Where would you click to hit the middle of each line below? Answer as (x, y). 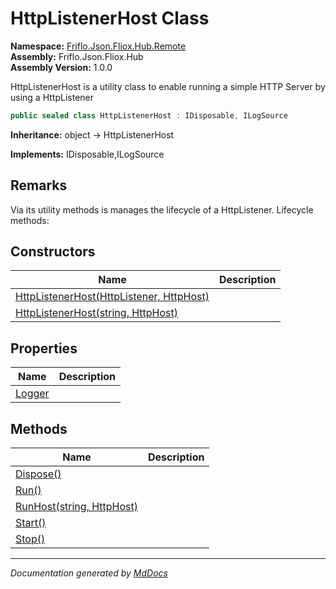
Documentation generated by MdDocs (89, 573)
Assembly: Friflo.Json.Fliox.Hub (77, 56)
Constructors (53, 252)
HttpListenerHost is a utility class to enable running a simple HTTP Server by (168, 86)
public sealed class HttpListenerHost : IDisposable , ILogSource (149, 115)
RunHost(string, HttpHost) (77, 507)
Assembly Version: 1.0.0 (61, 67)
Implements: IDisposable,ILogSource (87, 154)
